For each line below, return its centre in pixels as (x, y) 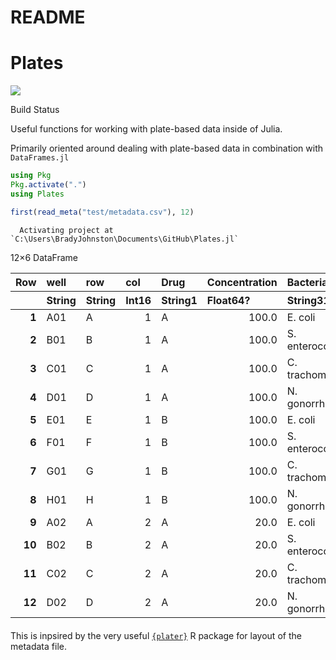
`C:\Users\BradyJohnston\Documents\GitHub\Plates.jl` (125, 239)
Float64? (228, 300)
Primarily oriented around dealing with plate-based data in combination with (166, 148)
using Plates (37, 194)
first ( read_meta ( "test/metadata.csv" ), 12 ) (102, 212)
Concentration (242, 282)
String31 (308, 300)
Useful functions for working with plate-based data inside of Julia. (146, 129)
